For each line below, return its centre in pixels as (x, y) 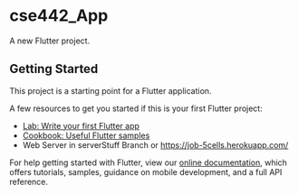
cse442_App (59, 16)
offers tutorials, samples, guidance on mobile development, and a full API (146, 171)
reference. (29, 181)
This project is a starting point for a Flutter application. (111, 90)
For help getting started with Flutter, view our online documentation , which (149, 162)
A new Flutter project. (50, 41)
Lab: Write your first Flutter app (81, 125)
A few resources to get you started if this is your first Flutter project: (136, 108)
